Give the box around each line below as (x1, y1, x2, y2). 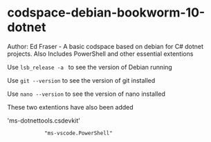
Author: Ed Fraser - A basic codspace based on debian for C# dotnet (7, 42, 204, 50)
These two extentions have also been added (7, 103, 134, 111)
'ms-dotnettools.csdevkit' (7, 116, 81, 125)
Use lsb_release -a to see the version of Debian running (7, 63, 173, 71)
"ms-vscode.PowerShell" (44, 130, 113, 136)
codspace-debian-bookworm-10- (7, 5, 205, 21)
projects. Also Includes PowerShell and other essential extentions (7, 50, 194, 58)
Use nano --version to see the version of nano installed (7, 90, 166, 98)
